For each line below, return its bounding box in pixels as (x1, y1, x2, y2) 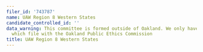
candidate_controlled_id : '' (6, 20, 80, 26)
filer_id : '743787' (6, 8, 56, 15)
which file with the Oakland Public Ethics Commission (11, 31, 153, 37)
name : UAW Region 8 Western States (6, 14, 96, 20)
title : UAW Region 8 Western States (6, 36, 98, 42)
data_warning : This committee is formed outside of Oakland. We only (6, 25, 185, 32)
